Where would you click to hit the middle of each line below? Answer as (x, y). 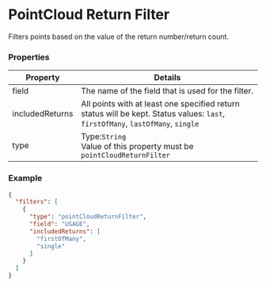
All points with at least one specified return (160, 104)
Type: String (103, 136)
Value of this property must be (137, 147)
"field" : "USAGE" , (59, 224)
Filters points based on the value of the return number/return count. (119, 36)
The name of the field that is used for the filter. (167, 91)
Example (25, 178)
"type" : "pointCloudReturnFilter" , (88, 217)
